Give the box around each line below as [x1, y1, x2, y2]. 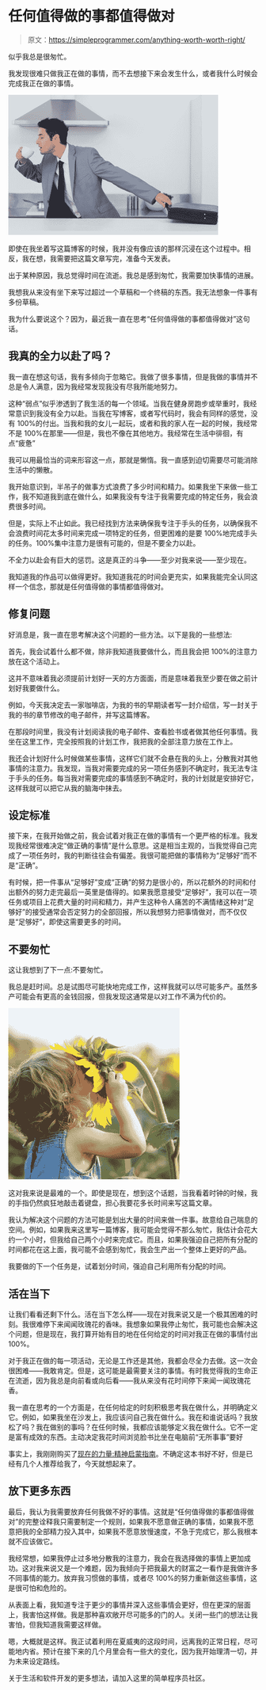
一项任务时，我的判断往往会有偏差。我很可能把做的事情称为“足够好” [21, 851, 244, 860]
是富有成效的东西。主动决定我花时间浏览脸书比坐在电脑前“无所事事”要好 [8, 1433, 244, 1441]
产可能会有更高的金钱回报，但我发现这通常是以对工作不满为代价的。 [8, 992, 230, 1002]
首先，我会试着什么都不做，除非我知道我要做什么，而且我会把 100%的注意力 [8, 646, 258, 656]
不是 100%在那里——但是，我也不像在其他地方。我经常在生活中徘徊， [8, 428, 237, 438]
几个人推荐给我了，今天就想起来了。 [21, 1459, 140, 1468]
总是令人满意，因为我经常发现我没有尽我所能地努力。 [8, 382, 182, 391]
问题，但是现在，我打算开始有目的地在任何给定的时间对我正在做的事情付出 [14, 1330, 258, 1338]
